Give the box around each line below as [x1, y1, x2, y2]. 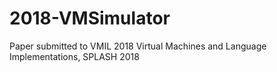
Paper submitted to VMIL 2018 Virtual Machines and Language [9, 40, 267, 52]
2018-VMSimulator [9, 7, 171, 30]
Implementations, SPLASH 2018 [9, 50, 140, 62]
